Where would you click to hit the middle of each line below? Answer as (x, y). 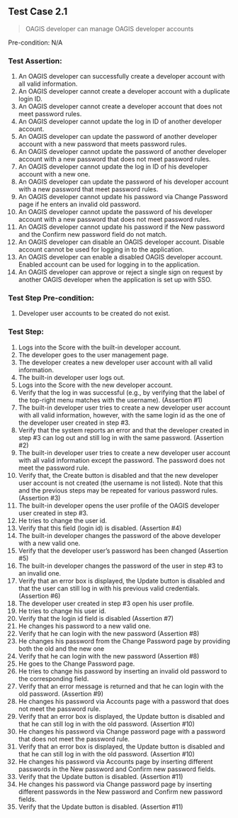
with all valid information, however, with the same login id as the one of (122, 415)
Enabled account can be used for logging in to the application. (109, 264)
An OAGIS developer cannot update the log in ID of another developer (120, 122)
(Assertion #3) (39, 498)
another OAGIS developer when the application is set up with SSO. (115, 280)
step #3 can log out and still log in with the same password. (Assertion (121, 437)
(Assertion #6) (39, 595)
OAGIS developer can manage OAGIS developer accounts (109, 28)
